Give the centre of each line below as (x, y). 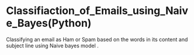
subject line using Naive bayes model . (53, 46)
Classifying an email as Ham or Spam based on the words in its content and (97, 39)
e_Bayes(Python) (49, 23)
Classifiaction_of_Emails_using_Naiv (97, 11)
